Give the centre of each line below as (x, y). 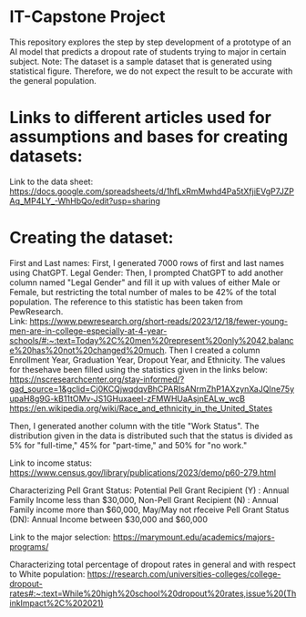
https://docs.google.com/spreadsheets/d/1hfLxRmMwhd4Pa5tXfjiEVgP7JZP (152, 191)
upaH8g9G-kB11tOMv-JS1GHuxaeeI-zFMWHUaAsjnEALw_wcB (127, 398)
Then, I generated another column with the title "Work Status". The (134, 426)
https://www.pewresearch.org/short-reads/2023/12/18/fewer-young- (159, 321)
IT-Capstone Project (87, 17)
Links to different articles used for (140, 118)
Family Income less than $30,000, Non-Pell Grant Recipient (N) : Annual (144, 499)
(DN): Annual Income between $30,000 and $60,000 (108, 519)
